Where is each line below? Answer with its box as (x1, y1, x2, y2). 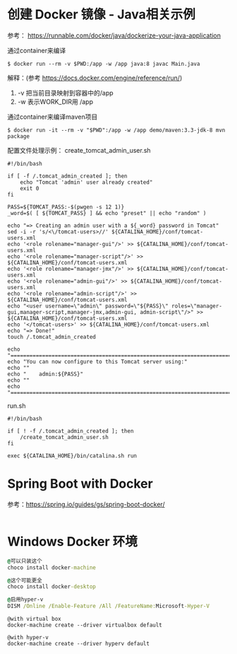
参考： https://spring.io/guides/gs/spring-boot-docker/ (7, 500, 165, 508)
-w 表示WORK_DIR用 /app (17, 97, 94, 106)
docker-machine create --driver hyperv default (7, 641, 150, 648)
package (7, 132, 30, 140)
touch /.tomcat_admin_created (7, 333, 97, 340)
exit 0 (20, 185, 39, 192)
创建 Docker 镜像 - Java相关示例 (7, 6, 196, 23)
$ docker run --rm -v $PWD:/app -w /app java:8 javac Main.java (7, 60, 200, 67)
